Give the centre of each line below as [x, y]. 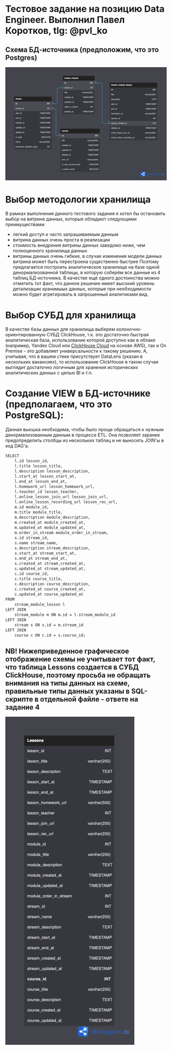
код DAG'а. [17, 446]
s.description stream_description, [52, 548]
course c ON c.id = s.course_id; [50, 635]
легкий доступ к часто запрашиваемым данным [66, 234]
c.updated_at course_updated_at [49, 594]
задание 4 [23, 707]
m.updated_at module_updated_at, [50, 528]
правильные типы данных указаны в [68, 691]
